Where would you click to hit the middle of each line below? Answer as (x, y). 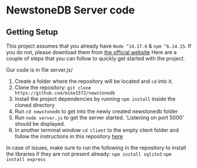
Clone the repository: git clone (53, 88)
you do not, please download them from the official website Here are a (91, 52)
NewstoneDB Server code (71, 10)
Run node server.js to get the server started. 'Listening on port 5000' (99, 117)
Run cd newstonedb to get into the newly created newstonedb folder (96, 111)
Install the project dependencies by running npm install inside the (95, 99)
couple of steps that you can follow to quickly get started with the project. (96, 58)
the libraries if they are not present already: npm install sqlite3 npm (89, 154)
